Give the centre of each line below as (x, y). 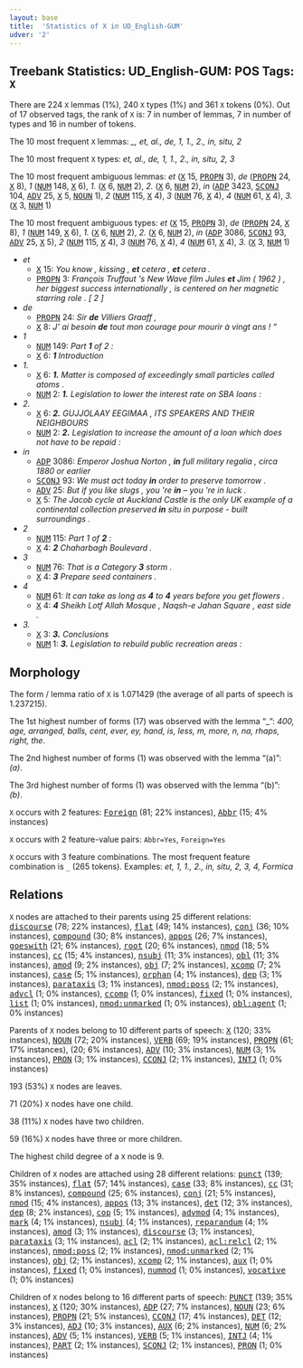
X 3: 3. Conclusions (72, 635)
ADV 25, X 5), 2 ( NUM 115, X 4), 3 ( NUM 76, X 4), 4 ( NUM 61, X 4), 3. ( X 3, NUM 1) (150, 242)
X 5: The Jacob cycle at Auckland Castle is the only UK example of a (164, 500)
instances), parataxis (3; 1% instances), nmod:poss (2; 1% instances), (144, 984)
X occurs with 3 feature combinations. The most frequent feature (130, 857)
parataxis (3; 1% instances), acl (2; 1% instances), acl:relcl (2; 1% (143, 1241)
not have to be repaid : (78, 442)
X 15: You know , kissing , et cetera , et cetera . (123, 269)
